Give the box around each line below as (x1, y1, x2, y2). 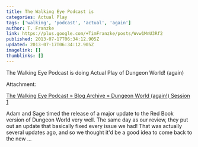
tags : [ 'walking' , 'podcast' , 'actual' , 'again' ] (6, 20, 132, 25)
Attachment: (6, 81, 37, 88)
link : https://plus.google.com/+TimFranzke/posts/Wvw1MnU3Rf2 (6, 31, 163, 37)
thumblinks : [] (6, 53, 44, 59)
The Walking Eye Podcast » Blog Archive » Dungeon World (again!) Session (6, 92, 191, 99)
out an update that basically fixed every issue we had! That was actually (6, 122, 183, 129)
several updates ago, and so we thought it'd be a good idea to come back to (6, 129, 193, 136)
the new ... (6, 135, 32, 142)
